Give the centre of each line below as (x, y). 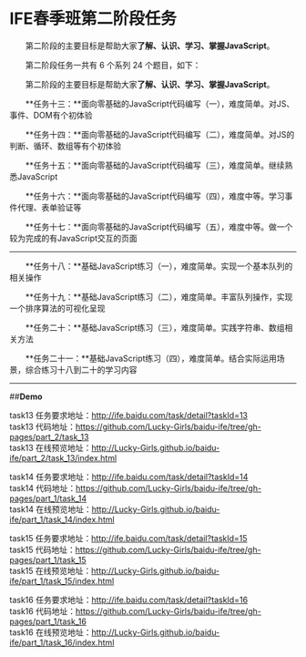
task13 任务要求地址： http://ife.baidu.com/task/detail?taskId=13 (129, 415)
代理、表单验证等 (49, 207)
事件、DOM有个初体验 (51, 115)
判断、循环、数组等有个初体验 (65, 146)
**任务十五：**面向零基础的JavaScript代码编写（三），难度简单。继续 (155, 165)
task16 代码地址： (42, 611)
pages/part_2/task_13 (49, 436)
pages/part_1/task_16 (48, 621)
